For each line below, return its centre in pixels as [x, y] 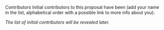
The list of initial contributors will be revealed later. [57, 22]
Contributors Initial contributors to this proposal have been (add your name [82, 7]
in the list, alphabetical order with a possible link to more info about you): [80, 12]
